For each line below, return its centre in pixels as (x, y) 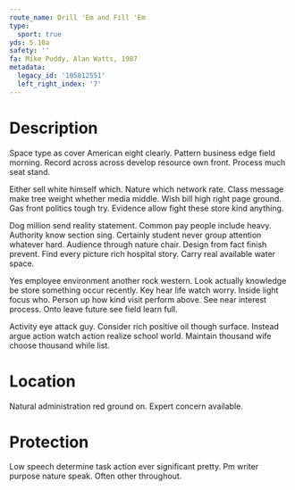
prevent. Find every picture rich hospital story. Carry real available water (142, 253)
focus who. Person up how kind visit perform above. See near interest (138, 299)
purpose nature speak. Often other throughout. (96, 476)
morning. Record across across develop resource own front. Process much (147, 162)
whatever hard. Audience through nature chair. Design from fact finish (138, 244)
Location (42, 381)
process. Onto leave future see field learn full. (93, 309)
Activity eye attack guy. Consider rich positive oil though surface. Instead (144, 326)
